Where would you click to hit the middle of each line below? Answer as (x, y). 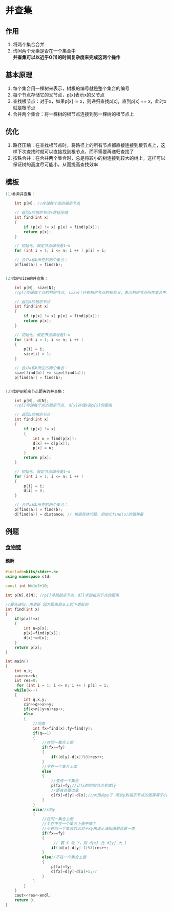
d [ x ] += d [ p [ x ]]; (51, 443)
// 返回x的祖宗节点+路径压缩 (41, 213)
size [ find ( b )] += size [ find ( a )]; (50, 373)
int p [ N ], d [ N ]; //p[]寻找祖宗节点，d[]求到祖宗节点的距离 (62, 595)
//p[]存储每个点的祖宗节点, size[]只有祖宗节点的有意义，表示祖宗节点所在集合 (89, 292)
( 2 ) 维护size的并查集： (27, 278)
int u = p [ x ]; (37, 629)
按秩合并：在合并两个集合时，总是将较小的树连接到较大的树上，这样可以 (89, 158)
